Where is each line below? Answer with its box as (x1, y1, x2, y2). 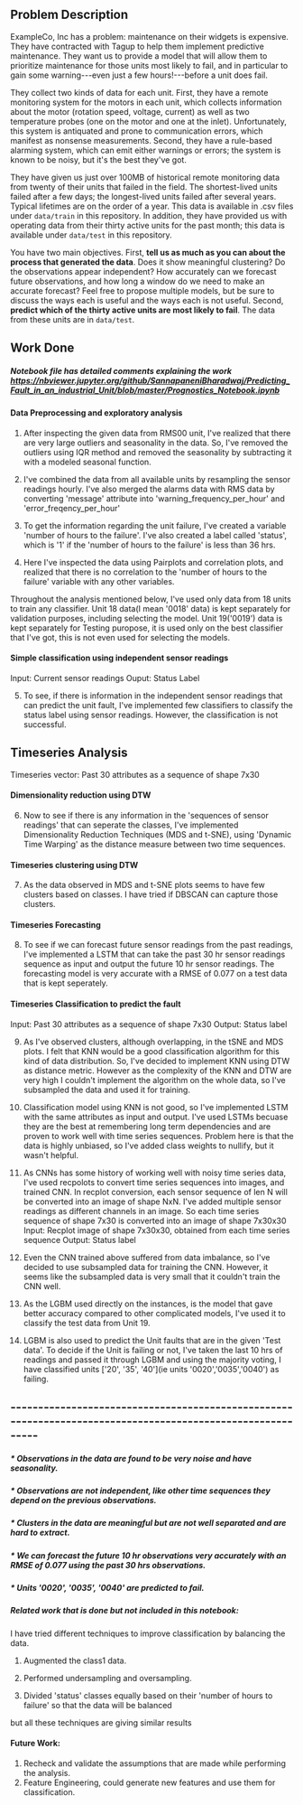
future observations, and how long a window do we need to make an (10, 276, 265, 286)
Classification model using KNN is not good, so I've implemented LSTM (23, 1101, 289, 1112)
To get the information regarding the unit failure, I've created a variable (23, 519, 287, 531)
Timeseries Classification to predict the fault (10, 998, 181, 1009)
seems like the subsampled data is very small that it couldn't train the (23, 1271, 280, 1282)
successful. (23, 718, 67, 730)
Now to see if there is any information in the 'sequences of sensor (23, 810, 269, 820)
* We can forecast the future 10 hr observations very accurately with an (10, 1549, 287, 1561)
